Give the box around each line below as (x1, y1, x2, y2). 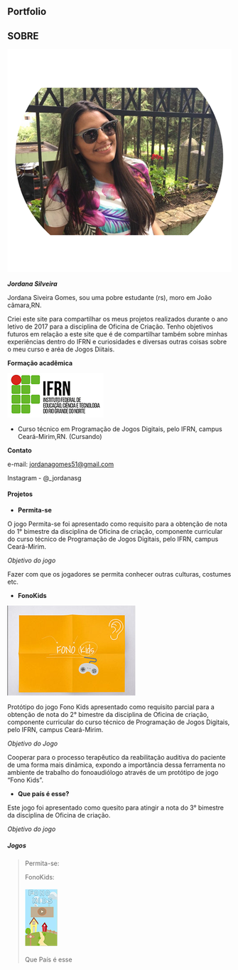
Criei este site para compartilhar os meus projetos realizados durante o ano (7, 314, 228, 323)
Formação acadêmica (7, 358, 73, 367)
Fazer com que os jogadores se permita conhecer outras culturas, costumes (7, 569, 232, 578)
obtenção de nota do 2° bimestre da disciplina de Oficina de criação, (7, 710, 209, 718)
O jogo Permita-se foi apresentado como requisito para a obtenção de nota (7, 520, 227, 528)
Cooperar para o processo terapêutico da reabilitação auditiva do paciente (7, 753, 226, 761)
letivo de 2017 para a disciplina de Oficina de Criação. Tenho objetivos (7, 322, 213, 331)
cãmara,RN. (7, 301, 42, 309)
